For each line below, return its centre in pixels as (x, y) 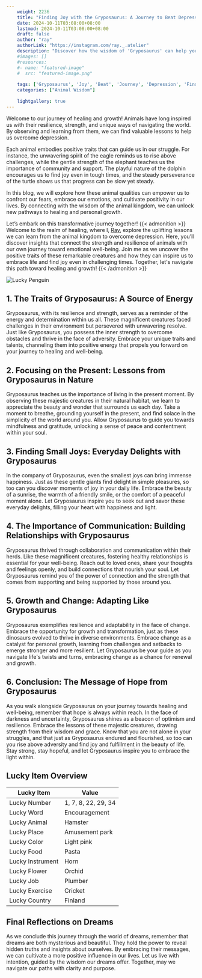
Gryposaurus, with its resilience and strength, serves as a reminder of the (97, 313)
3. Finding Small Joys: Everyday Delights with (93, 451)
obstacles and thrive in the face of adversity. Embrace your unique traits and (101, 339)
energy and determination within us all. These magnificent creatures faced (99, 320)
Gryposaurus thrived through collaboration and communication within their (99, 550)
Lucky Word (26, 813)
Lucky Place (26, 832)
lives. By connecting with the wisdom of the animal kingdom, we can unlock (100, 206)
